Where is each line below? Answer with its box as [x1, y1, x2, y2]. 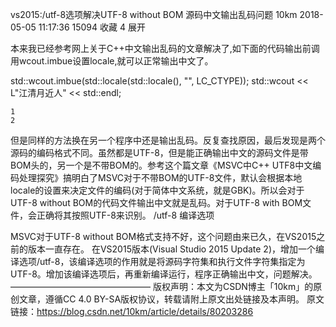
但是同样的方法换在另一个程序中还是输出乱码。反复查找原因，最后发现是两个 [10, 134, 326, 146]
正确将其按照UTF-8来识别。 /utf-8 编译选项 [36, 209, 215, 221]
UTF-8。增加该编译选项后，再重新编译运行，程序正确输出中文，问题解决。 [10, 268, 318, 280]
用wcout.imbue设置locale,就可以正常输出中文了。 [10, 55, 214, 67]
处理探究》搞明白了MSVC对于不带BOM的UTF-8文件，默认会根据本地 [18, 172, 303, 183]
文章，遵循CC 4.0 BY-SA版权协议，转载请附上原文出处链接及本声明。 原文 [18, 293, 325, 305]
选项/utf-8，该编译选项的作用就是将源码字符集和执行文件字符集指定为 [18, 256, 306, 267]
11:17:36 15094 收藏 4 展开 [38, 21, 146, 33]
